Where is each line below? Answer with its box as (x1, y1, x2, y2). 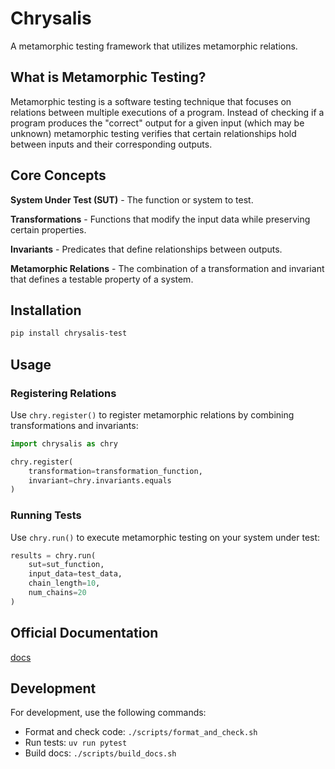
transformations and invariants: (10, 419, 139, 431)
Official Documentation (10, 625, 159, 642)
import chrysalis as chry (10, 438, 118, 449)
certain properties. (10, 223, 87, 236)
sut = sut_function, (28, 560, 105, 570)
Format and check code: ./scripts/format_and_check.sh (24, 726, 258, 738)
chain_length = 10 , (28, 578, 101, 589)
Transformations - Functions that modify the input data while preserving (10, 213, 311, 225)
